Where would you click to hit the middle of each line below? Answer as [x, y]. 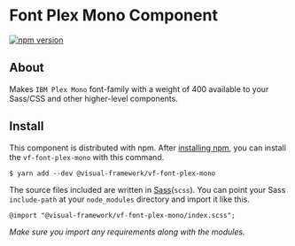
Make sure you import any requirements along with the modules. [127, 232]
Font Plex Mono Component [114, 15]
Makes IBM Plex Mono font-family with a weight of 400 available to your [139, 88]
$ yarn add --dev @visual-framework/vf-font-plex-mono [113, 173]
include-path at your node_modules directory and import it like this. [129, 199]
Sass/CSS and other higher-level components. [94, 98]
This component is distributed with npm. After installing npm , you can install [147, 148]
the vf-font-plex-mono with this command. [87, 157]
